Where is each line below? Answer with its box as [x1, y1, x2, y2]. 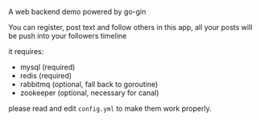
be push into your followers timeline [8, 31, 127, 40]
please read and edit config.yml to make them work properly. [8, 104, 212, 113]
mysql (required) [19, 62, 76, 72]
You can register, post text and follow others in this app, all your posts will [8, 23, 253, 31]
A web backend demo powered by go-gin [8, 7, 147, 16]
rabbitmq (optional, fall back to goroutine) [19, 80, 159, 89]
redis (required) [19, 71, 72, 80]
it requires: [8, 47, 44, 56]
